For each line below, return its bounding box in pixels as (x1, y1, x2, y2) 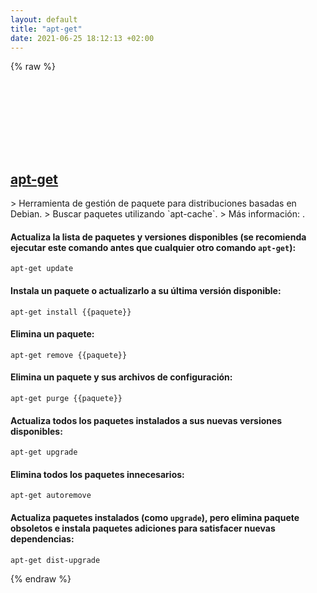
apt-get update (10, 264, 74, 274)
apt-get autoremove (10, 491, 92, 501)
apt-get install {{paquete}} (10, 307, 132, 317)
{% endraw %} (10, 572, 72, 585)
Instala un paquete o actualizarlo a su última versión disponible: (10, 284, 282, 296)
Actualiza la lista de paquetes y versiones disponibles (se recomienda (10, 231, 307, 243)
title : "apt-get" (10, 24, 83, 34)
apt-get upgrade (10, 447, 78, 458)
